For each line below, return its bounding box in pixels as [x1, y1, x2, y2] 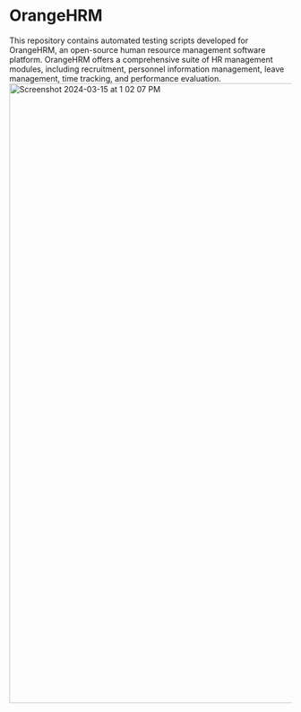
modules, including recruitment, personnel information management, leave [9, 64, 285, 74]
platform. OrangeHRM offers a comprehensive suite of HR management [9, 54, 273, 65]
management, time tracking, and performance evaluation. [9, 73, 221, 83]
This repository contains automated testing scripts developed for [9, 35, 249, 46]
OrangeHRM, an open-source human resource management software [9, 44, 266, 55]
